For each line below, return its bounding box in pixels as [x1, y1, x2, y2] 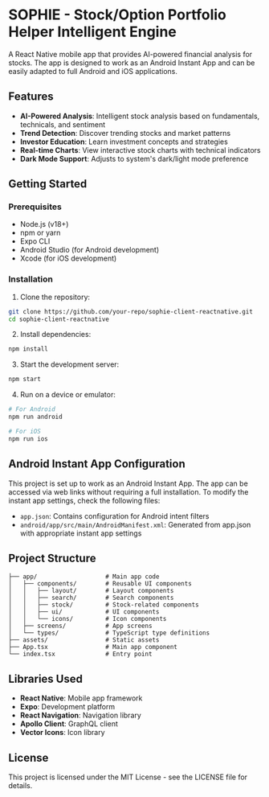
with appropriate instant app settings [19, 528, 142, 538]
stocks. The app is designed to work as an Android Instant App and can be [8, 58, 255, 68]
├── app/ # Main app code [8, 573, 160, 581]
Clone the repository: [19, 292, 91, 302]
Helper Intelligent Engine [8, 23, 177, 41]
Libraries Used [8, 672, 83, 685]
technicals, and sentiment [19, 119, 106, 129]
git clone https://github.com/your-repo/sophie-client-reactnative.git [8, 307, 253, 315]
